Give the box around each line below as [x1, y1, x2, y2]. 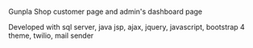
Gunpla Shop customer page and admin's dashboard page [8, 7, 203, 16]
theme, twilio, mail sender [8, 31, 94, 40]
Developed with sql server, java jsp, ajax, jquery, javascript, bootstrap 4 [8, 22, 246, 31]
